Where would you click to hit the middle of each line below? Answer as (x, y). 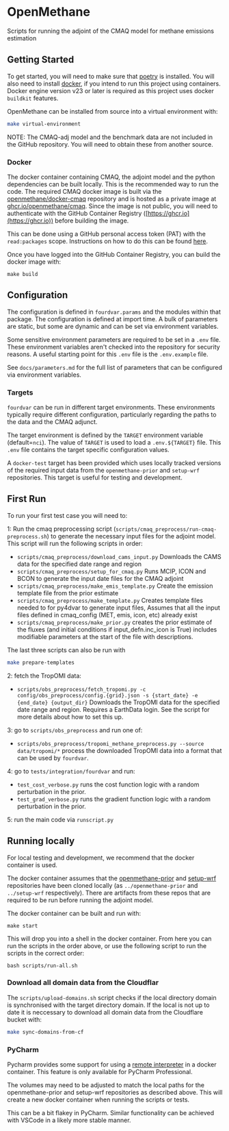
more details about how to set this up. (70, 717)
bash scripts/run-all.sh (42, 966)
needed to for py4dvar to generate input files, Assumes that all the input (118, 608)
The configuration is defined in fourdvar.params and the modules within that (114, 312)
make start (23, 925)
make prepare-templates (41, 662)
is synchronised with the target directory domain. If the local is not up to (108, 1005)
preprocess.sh (27, 536)
